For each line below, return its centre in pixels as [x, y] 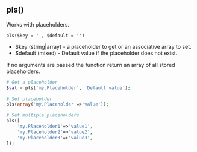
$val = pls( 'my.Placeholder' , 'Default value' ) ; [68, 88]
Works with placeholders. [38, 24]
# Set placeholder [29, 99]
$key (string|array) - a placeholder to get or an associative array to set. [103, 46]
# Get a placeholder [32, 82]
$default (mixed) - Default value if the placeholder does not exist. [96, 53]
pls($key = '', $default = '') [45, 36]
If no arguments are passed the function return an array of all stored [91, 65]
